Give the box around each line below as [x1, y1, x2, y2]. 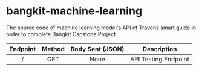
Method [41, 45, 65, 53]
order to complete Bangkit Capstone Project [6, 30, 116, 37]
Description [142, 45, 177, 53]
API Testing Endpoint [129, 55, 189, 63]
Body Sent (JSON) [70, 45, 125, 53]
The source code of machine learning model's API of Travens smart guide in [6, 24, 197, 31]
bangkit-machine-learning [6, 4, 143, 18]
